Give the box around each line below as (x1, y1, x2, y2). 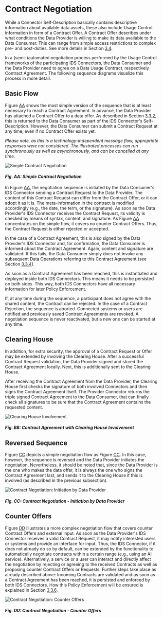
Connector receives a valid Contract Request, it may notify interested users (5, 535, 156, 541)
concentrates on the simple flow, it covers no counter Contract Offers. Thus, (5, 220, 158, 227)
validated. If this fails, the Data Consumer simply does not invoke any (5, 250, 144, 256)
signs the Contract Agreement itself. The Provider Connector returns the (5, 388, 150, 394)
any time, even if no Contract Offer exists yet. (5, 128, 96, 134)
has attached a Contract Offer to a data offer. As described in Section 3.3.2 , (5, 113, 157, 119)
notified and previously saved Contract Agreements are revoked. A (5, 311, 139, 317)
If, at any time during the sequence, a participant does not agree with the (5, 295, 151, 301)
